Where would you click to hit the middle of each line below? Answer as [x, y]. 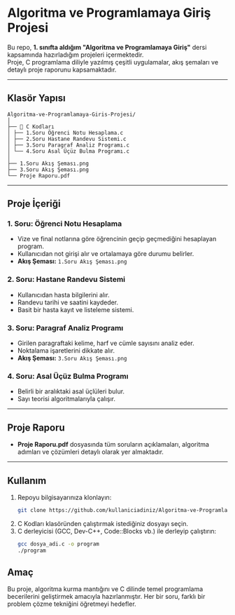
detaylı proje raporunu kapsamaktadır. [62, 69]
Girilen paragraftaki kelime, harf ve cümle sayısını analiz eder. [106, 343]
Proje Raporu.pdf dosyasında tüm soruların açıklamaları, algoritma [113, 445]
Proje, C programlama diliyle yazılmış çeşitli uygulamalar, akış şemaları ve [113, 62]
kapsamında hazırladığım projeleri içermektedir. [76, 55]
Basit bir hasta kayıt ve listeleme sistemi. [76, 309]
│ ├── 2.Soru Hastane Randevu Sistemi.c [67, 139]
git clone [32, 510]
